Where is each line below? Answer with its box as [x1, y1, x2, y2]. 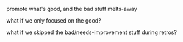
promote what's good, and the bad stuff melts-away [6, 5, 137, 12]
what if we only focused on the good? [6, 17, 102, 24]
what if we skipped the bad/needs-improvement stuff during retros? [6, 29, 177, 36]
